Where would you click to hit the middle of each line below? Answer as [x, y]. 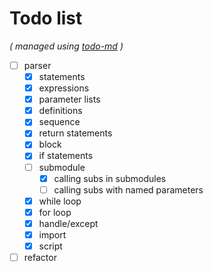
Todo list [46, 18]
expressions [64, 88]
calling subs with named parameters [128, 189]
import [52, 234]
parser [37, 65]
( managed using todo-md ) [66, 46]
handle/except [68, 223]
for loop [55, 212]
